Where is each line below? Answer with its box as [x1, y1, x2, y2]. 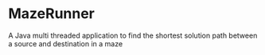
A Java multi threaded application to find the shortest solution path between [8, 31, 258, 40]
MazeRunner [8, 5, 95, 23]
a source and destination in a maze [8, 38, 123, 48]
